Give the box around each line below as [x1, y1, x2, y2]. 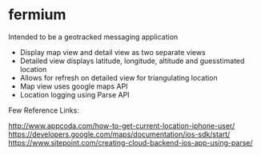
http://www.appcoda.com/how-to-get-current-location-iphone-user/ [8, 121, 235, 130]
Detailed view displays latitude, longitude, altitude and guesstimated [19, 56, 245, 66]
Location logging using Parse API [19, 89, 130, 99]
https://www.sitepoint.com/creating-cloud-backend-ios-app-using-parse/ [8, 137, 253, 147]
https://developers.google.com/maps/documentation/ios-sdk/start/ [8, 129, 231, 139]
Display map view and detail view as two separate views [19, 47, 206, 57]
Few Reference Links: [8, 105, 80, 115]
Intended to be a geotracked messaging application [8, 32, 179, 42]
